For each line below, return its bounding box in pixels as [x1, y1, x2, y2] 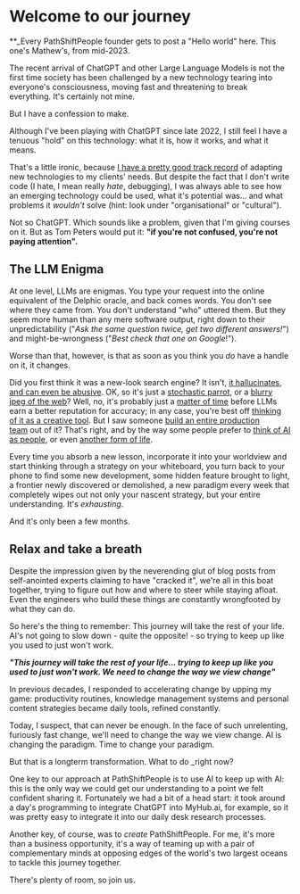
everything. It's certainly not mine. [9, 91, 136, 102]
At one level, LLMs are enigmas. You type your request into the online [9, 286, 265, 296]
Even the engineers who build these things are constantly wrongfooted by [9, 593, 281, 604]
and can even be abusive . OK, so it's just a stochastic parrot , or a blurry [9, 386, 273, 397]
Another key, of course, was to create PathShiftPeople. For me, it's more [9, 828, 275, 840]
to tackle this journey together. [9, 857, 122, 867]
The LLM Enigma [9, 261, 104, 277]
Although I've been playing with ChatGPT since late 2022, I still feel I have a [9, 125, 287, 136]
